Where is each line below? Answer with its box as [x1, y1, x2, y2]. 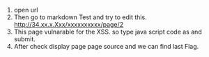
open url [13, 6, 38, 14]
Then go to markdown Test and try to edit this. [13, 13, 148, 21]
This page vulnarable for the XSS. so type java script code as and [13, 27, 202, 36]
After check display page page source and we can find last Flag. [13, 43, 199, 50]
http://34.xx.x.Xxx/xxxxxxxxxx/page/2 [13, 21, 124, 28]
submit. [13, 35, 36, 43]
